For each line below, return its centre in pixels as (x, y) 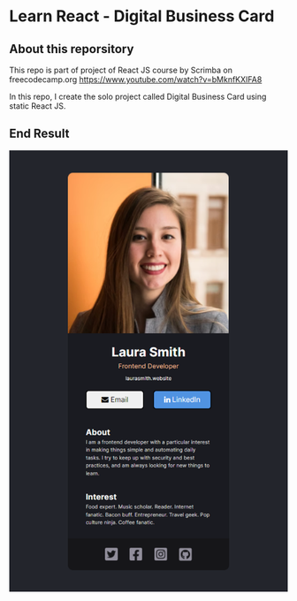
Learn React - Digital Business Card (142, 16)
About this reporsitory (72, 49)
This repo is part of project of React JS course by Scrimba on (121, 70)
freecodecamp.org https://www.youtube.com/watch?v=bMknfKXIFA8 (136, 80)
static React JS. (38, 106)
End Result (39, 134)
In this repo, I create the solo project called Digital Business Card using (138, 96)
